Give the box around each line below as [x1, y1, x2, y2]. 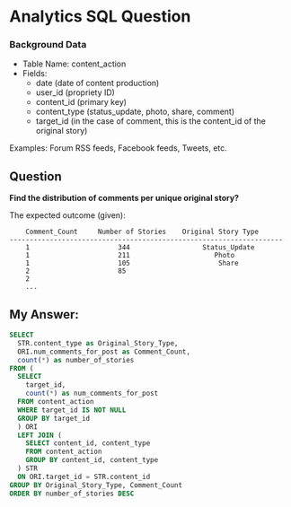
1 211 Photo [25, 251, 235, 260]
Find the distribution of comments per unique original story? [9, 193, 240, 204]
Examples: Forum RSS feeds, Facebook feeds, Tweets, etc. [9, 143, 227, 153]
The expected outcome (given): [9, 210, 126, 221]
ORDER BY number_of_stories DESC [9, 489, 135, 498]
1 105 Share [25, 258, 240, 268]
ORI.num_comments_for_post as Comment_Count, [17, 347, 191, 356]
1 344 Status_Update [25, 243, 255, 252]
